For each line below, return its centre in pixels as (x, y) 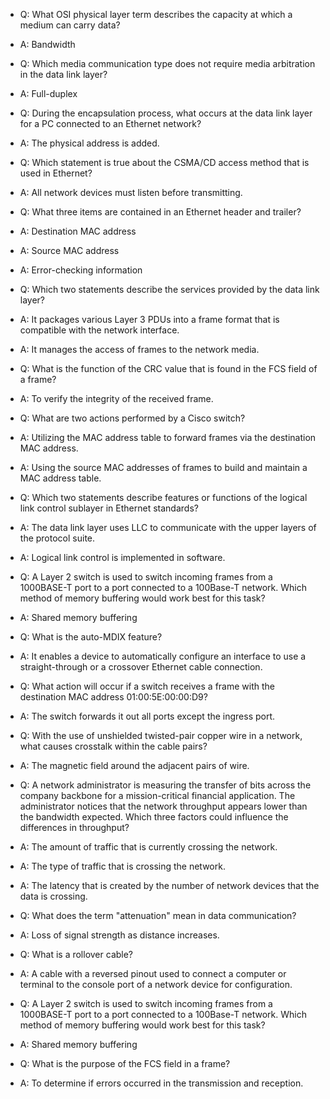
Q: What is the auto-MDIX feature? (91, 637)
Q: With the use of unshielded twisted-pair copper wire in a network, (161, 735)
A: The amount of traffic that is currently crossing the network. (148, 847)
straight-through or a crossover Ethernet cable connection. (141, 667)
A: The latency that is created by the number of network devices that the (169, 885)
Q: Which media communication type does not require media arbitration (167, 63)
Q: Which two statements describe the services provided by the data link (169, 289)
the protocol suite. (57, 538)
